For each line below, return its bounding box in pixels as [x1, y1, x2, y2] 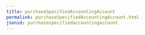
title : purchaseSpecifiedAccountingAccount [6, 8, 116, 15]
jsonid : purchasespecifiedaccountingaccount [6, 20, 118, 26]
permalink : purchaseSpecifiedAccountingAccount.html [6, 14, 140, 20]
